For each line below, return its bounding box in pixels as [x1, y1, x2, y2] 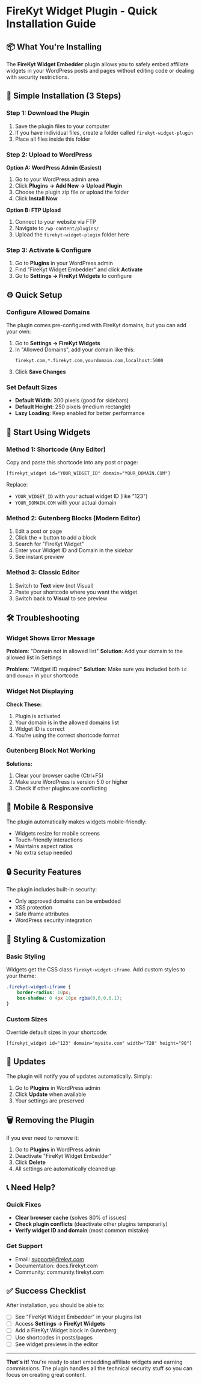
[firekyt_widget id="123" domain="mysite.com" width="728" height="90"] [6, 1040, 192, 1046]
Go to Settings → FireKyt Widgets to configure [14, 272, 132, 280]
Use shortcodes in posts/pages [14, 1333, 93, 1341]
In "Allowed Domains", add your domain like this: [14, 346, 135, 353]
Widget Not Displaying [6, 687, 74, 695]
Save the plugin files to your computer [14, 122, 110, 130]
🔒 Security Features [6, 867, 82, 878]
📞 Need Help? [6, 1182, 56, 1192]
